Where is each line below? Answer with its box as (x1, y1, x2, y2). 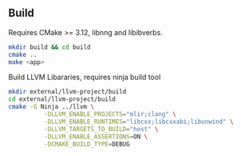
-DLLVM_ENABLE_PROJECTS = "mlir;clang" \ (43, 110, 177, 118)
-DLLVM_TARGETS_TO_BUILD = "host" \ (43, 125, 159, 133)
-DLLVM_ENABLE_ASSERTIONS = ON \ (43, 132, 148, 141)
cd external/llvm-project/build (8, 95, 116, 103)
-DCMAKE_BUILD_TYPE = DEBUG (43, 140, 130, 148)
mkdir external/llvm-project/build (8, 88, 127, 96)
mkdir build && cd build (8, 43, 91, 51)
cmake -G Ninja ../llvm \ (8, 103, 94, 111)
